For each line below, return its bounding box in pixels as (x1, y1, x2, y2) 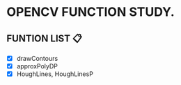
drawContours (16, 55, 58, 62)
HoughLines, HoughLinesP (16, 70, 93, 78)
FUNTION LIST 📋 (6, 32, 83, 44)
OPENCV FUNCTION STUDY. (6, 4, 175, 20)
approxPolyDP (16, 62, 58, 70)
